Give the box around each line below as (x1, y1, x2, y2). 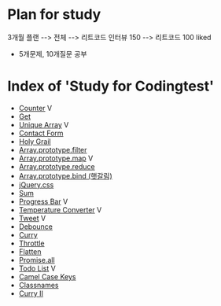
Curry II (18, 289, 44, 298)
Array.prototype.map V (18, 153, 94, 163)
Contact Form (18, 128, 64, 138)
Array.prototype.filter (18, 145, 87, 154)
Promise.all (18, 255, 56, 264)
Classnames (18, 280, 60, 289)
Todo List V (18, 264, 56, 273)
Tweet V (18, 213, 46, 223)
